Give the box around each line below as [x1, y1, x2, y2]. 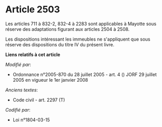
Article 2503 [5, 4, 60, 15]
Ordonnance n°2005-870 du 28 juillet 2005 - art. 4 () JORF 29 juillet [12, 71, 157, 78]
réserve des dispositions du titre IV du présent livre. [5, 41, 114, 47]
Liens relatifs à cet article [5, 51, 60, 58]
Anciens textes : [5, 86, 38, 93]
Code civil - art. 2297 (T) [12, 97, 65, 103]
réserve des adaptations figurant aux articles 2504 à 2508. [5, 26, 130, 32]
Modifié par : [5, 61, 32, 67]
